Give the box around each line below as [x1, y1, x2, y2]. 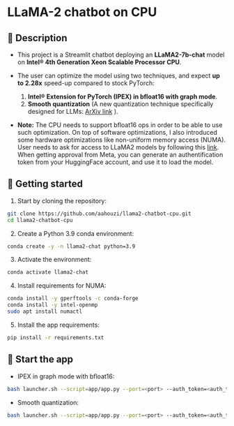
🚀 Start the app [7, 353, 74, 365]
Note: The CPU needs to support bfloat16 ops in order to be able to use [17, 121, 223, 129]
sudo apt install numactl [7, 308, 82, 315]
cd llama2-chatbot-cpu [7, 216, 73, 223]
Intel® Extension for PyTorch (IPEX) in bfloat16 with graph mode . [27, 92, 218, 101]
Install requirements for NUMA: [17, 281, 107, 290]
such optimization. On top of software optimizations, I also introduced [17, 128, 218, 136]
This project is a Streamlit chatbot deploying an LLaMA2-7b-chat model [17, 50, 225, 59]
